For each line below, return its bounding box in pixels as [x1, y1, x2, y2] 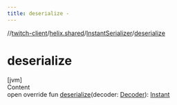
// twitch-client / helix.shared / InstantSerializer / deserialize [7, 29, 166, 37]
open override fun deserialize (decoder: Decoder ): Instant [7, 90, 170, 98]
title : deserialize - [7, 10, 70, 17]
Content [7, 83, 30, 91]
